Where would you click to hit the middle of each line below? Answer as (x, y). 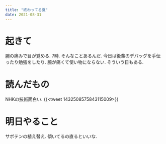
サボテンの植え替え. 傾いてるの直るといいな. (51, 136)
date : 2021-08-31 (23, 15)
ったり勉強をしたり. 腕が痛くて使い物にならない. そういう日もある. (74, 62)
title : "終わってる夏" (27, 10)
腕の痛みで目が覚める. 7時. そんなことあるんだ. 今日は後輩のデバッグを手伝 (83, 56)
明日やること (32, 122)
